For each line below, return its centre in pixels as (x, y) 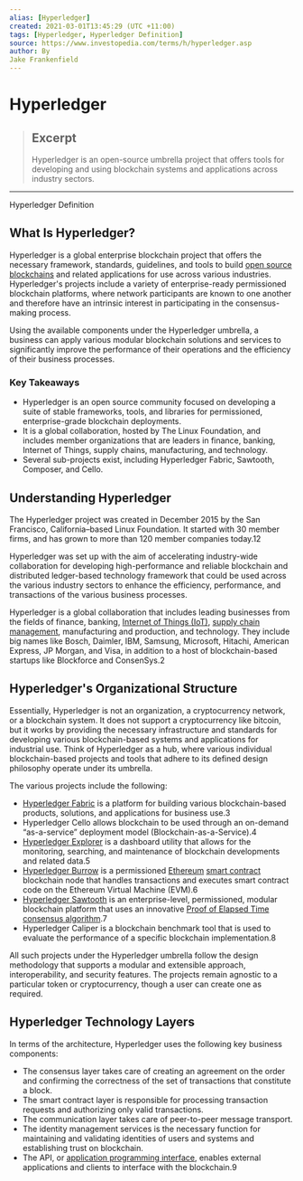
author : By (30, 52)
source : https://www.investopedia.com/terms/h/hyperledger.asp (131, 43)
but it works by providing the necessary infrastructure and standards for (143, 730)
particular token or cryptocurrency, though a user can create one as (136, 984)
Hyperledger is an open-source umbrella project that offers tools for (158, 160)
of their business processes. (62, 359)
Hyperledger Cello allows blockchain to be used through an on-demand (156, 822)
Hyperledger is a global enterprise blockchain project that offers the (136, 255)
